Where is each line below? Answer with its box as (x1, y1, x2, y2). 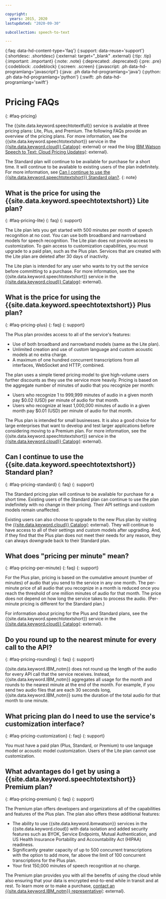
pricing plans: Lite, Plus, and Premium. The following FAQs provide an (5, 128, 147, 134)
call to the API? (5, 643, 53, 652)
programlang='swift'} (5, 79, 49, 85)
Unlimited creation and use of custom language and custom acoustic (12, 346, 153, 352)
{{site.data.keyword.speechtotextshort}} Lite (5, 196, 149, 205)
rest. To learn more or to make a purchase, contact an (5, 883, 115, 889)
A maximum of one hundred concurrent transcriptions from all (12, 357, 139, 362)
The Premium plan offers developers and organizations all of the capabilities (5, 805, 161, 811)
